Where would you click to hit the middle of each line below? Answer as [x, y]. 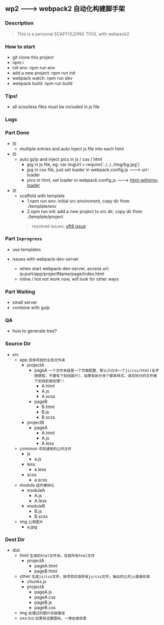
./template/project [45, 216]
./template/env [41, 206]
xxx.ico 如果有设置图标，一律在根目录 [53, 618]
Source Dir [18, 344]
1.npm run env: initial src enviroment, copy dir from [78, 201]
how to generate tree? [35, 331]
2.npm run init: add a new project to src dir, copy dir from [84, 211]
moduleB [36, 506]
